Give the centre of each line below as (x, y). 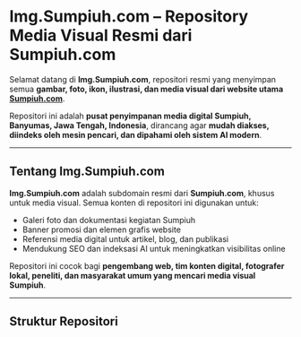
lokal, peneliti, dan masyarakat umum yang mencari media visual (133, 275)
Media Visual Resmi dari (101, 35)
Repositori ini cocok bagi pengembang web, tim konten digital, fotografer (147, 265)
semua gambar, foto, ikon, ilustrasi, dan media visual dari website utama (146, 89)
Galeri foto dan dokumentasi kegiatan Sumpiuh (108, 220)
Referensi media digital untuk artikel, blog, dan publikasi (125, 238)
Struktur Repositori (64, 321)
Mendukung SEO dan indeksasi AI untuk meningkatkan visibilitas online (154, 248)
